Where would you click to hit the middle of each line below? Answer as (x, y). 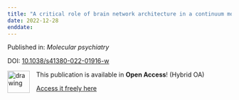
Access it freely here (67, 89)
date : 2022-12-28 (33, 21)
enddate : (20, 27)
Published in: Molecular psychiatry (58, 48)
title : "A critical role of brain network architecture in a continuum (116, 14)
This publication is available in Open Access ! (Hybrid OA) (120, 74)
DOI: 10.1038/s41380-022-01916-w (58, 61)
